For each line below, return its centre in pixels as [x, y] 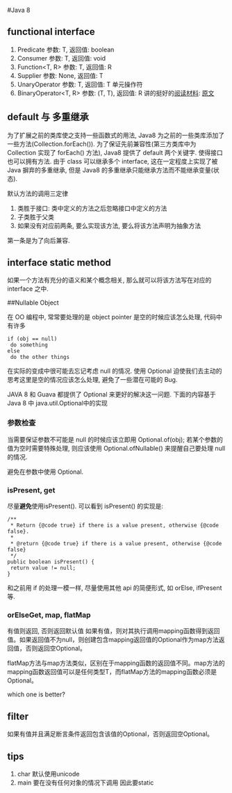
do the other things [40, 358]
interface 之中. [28, 289]
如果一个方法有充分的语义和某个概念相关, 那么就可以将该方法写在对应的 [109, 280]
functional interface [51, 32]
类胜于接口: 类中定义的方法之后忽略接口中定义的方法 [92, 208]
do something [29, 345]
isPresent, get [31, 490]
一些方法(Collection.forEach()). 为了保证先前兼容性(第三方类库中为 [102, 144]
